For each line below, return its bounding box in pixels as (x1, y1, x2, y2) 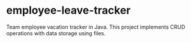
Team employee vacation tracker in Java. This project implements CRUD (6, 23, 186, 30)
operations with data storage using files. (6, 29, 106, 36)
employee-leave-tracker (6, 4, 131, 17)
